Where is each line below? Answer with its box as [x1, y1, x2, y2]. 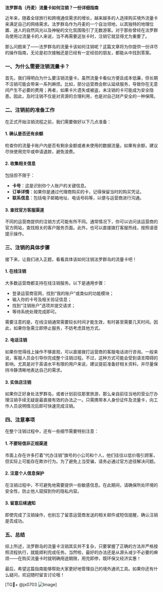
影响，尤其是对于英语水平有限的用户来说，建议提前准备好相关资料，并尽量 [5, 361, 154, 367]
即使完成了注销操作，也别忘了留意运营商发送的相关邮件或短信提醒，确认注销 [5, 512, 158, 518]
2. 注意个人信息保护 [5, 470, 45, 476]
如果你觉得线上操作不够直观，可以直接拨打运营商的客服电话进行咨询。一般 [5, 349, 154, 354]
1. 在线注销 [5, 268, 27, 274]
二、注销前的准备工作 [5, 107, 55, 113]
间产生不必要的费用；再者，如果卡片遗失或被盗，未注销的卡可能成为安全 [5, 87, 149, 93]
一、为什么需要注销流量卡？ [5, 63, 70, 70]
